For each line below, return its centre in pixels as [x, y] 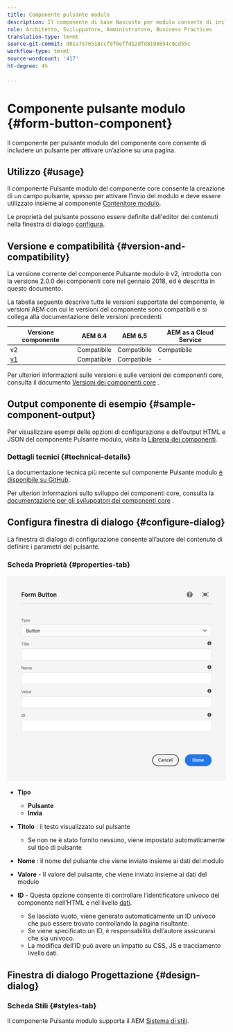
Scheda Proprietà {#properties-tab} [69, 565]
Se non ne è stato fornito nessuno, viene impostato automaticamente [126, 840]
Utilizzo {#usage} [46, 171]
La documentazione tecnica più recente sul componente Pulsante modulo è [115, 472]
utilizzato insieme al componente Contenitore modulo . [84, 203]
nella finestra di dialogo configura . [56, 224]
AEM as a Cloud [190, 332]
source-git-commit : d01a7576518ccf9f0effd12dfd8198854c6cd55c [99, 44]
